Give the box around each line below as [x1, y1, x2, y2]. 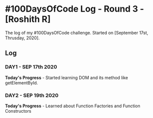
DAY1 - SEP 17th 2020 [5, 64, 57, 70]
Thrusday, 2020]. [5, 35, 40, 41]
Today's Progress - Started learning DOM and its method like [5, 74, 128, 81]
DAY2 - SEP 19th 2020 [5, 92, 59, 99]
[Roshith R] [5, 14, 51, 25]
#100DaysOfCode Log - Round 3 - [5, 3, 144, 15]
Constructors [5, 108, 32, 114]
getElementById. [5, 80, 38, 85]
